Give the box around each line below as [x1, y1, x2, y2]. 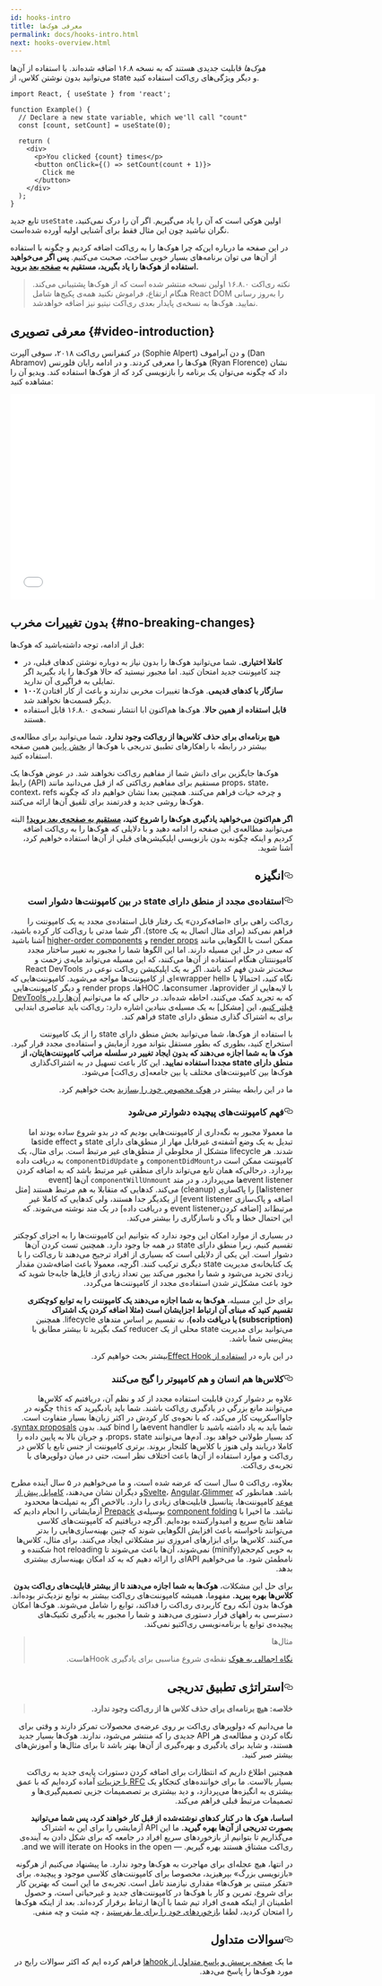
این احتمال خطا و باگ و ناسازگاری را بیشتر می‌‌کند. [126, 1212, 293, 1223]
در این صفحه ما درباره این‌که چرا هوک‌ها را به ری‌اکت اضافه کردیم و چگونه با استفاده [10, 242, 289, 253]
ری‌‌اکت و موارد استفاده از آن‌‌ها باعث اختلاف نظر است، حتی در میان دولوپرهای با [26, 1450, 293, 1461]
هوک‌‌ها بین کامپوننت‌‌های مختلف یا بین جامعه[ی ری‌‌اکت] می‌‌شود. [81, 1066, 293, 1077]
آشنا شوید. [257, 842, 293, 853]
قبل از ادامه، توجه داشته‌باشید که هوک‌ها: [10, 639, 144, 650]
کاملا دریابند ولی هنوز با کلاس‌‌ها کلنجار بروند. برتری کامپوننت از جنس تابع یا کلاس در [16, 1441, 293, 1452]
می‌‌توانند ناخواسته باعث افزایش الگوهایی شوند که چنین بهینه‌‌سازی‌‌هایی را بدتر [36, 1525, 293, 1535]
